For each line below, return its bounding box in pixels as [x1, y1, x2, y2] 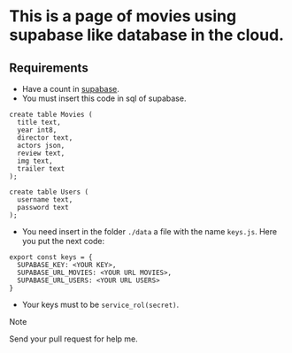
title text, [17, 118, 62, 127]
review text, [17, 149, 65, 157]
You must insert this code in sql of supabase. [21, 93, 187, 104]
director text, [17, 134, 73, 142]
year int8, [17, 126, 58, 134]
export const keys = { [9, 253, 93, 262]
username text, [17, 196, 73, 204]
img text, [17, 157, 53, 165]
